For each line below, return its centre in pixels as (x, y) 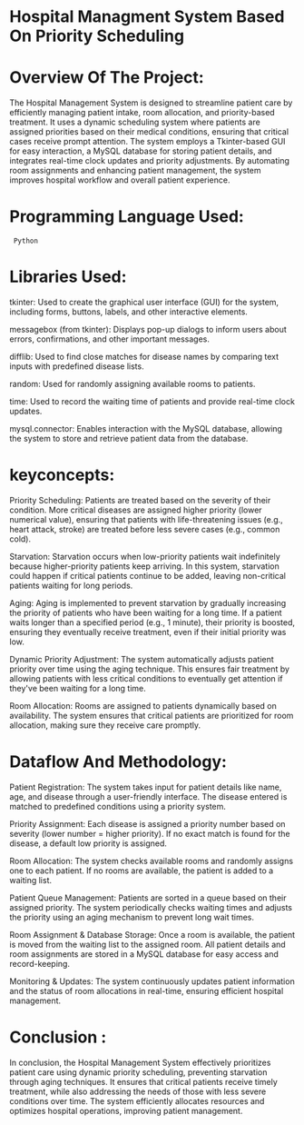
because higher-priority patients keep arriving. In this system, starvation (144, 566)
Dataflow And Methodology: (118, 762)
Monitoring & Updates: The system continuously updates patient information (152, 981)
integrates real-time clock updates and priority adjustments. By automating (150, 161)
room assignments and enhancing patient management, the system (135, 171)
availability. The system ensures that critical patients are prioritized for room (152, 715)
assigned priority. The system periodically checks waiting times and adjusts (151, 907)
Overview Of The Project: (107, 78)
